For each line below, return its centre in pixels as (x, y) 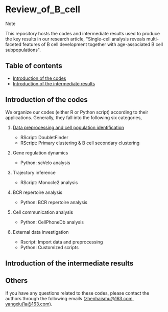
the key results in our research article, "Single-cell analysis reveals (75, 39)
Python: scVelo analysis (45, 163)
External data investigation (41, 232)
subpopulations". (23, 50)
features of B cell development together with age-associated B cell (93, 44)
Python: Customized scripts (50, 247)
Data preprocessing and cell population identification (68, 127)
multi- (153, 39)
